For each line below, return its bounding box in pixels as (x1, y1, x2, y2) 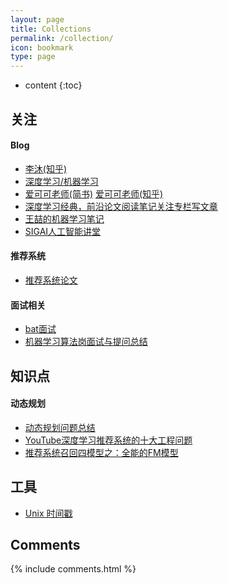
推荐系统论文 (24, 274, 78, 286)
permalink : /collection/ (10, 33, 114, 43)
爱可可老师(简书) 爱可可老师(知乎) (24, 187, 164, 200)
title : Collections (10, 24, 92, 34)
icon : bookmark (10, 42, 74, 53)
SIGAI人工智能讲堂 (24, 225, 102, 237)
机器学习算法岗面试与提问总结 (24, 336, 148, 348)
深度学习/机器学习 (24, 175, 99, 187)
